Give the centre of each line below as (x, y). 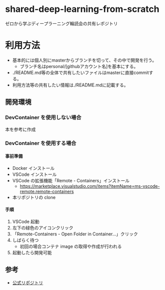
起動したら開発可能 (32, 252)
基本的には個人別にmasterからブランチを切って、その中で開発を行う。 (84, 60)
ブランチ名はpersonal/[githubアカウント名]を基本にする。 (79, 66)
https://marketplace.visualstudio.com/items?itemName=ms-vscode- (90, 186)
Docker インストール (33, 168)
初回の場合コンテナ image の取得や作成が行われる (71, 246)
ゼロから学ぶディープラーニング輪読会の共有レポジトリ (62, 23)
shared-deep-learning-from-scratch (82, 9)
